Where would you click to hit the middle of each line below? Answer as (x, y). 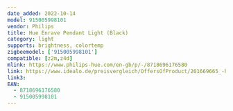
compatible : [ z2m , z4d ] (40, 59)
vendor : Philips (31, 26)
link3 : (17, 78)
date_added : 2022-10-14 (42, 13)
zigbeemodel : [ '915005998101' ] (52, 52)
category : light (31, 39)
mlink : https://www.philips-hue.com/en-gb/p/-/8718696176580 (97, 65)
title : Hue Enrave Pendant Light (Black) (68, 33)
